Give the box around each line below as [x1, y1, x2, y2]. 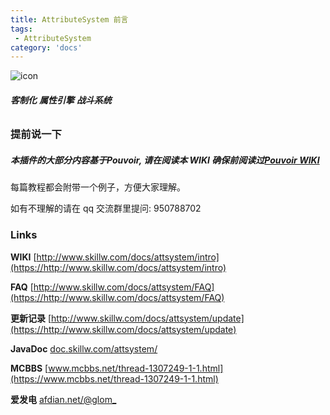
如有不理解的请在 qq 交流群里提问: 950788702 [10, 202, 202, 215]
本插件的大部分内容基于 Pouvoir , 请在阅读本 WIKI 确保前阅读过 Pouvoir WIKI [10, 154, 320, 166]
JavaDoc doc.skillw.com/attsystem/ [10, 342, 158, 355]
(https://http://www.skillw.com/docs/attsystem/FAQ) [10, 291, 225, 303]
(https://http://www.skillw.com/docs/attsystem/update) [10, 323, 237, 335]
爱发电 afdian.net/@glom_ [10, 393, 117, 405]
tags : [10, 24, 33, 34]
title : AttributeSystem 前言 [10, 14, 129, 25]
